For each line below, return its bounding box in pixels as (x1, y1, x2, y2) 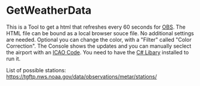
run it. (6, 55, 21, 62)
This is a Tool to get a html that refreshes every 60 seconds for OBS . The (6, 23, 186, 30)
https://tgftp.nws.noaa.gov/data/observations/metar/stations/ (6, 73, 157, 80)
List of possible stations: (6, 66, 66, 73)
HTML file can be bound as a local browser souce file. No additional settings (6, 29, 194, 36)
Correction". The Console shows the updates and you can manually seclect (6, 42, 192, 50)
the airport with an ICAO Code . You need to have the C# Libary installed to (6, 48, 189, 56)
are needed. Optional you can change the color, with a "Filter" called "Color (6, 36, 192, 43)
